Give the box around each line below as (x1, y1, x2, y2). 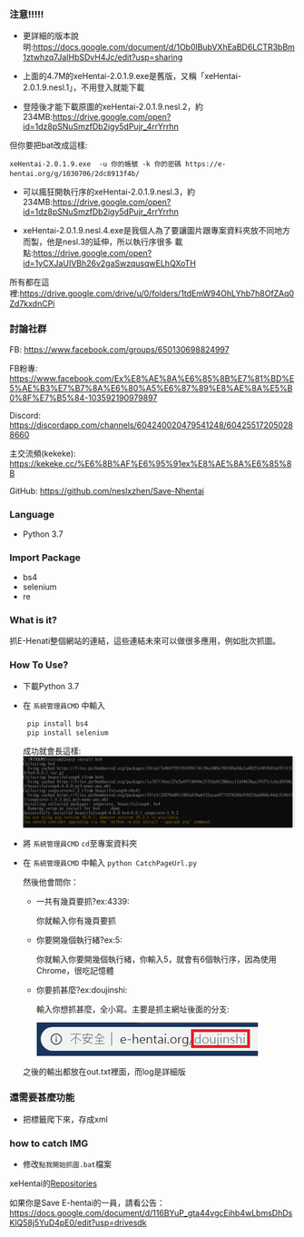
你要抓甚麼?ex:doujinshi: (35, 985, 128, 995)
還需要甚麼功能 (9, 1092, 75, 1104)
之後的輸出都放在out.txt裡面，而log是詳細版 (22, 1066, 186, 1077)
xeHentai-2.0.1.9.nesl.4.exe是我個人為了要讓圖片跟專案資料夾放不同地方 (22, 225, 290, 236)
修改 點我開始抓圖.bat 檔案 (22, 1158, 112, 1169)
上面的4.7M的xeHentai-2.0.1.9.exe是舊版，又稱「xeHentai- (22, 71, 242, 82)
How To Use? (9, 658, 69, 671)
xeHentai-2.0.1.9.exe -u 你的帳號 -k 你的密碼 (9, 160, 181, 169)
